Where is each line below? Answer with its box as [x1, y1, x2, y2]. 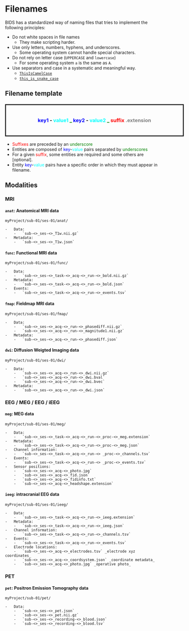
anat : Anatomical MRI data [5, 207, 59, 213]
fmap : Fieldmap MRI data [5, 300, 55, 307]
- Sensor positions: [5, 464, 51, 469]
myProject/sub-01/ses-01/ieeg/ [5, 502, 68, 507]
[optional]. [12, 156, 33, 162]
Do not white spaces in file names [12, 34, 80, 40]
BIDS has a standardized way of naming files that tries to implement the [5, 19, 148, 25]
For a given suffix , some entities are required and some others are [12, 152, 144, 157]
